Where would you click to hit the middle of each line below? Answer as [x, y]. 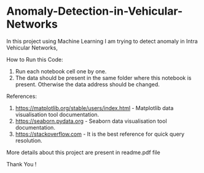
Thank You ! [22, 164]
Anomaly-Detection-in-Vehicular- [95, 11]
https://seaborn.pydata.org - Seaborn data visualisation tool [91, 121]
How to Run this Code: [35, 59]
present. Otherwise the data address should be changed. [87, 84]
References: [22, 96]
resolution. [29, 140]
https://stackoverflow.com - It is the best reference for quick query [100, 134]
